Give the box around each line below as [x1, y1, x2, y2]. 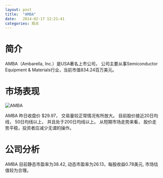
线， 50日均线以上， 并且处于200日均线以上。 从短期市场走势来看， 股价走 [5, 119, 157, 125]
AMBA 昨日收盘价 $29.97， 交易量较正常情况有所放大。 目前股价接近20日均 [5, 113, 159, 119]
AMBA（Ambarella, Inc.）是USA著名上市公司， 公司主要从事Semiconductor [5, 61, 158, 67]
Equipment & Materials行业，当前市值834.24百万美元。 [5, 67, 117, 73]
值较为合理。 [5, 168, 31, 174]
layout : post [5, 7, 32, 12]
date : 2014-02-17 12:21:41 [5, 16, 65, 21]
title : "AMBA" [5, 12, 36, 17]
